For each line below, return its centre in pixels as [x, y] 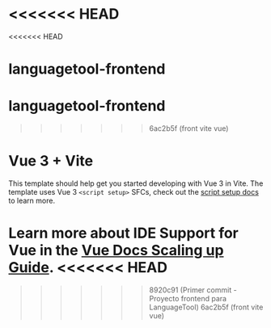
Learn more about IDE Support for [123, 233]
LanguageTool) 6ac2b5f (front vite [206, 307]
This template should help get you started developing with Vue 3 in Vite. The [136, 183]
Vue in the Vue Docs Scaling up [116, 250]
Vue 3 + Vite [51, 161]
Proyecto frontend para [188, 298]
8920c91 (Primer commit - [193, 290]
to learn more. [32, 200]
